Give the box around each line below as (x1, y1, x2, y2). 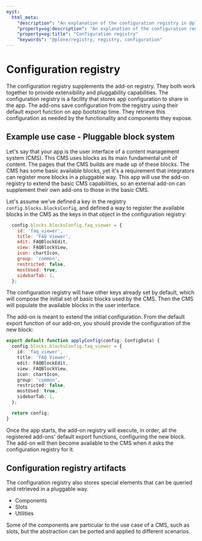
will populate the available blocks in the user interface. (6, 302, 141, 309)
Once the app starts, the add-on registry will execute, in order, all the (6, 426, 177, 433)
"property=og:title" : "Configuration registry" (17, 31, 138, 37)
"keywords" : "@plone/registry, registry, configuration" (17, 37, 163, 43)
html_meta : (11, 14, 39, 20)
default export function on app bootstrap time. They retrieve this (6, 108, 165, 115)
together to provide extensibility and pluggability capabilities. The (6, 88, 168, 96)
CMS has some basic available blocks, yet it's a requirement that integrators (6, 167, 195, 174)
